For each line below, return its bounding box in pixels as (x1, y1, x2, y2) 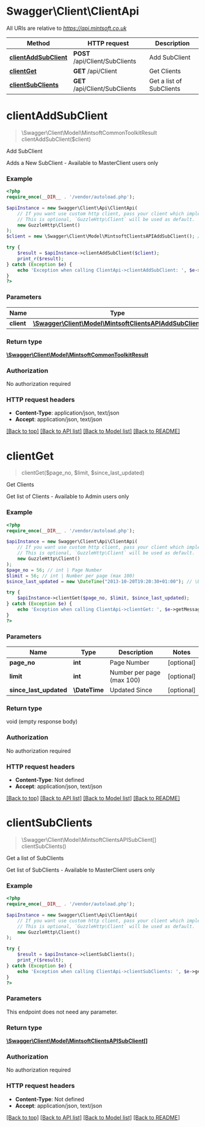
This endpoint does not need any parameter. (6, 1008, 118, 1015)
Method (26, 38, 50, 47)
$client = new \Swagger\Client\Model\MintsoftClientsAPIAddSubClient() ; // (6, 233, 203, 239)
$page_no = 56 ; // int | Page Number (6, 567, 103, 573)
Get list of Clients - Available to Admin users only (6, 493, 129, 500)
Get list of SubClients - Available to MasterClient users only (6, 866, 155, 874)
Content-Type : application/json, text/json (15, 409, 120, 416)
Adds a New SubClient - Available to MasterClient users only (6, 159, 159, 166)
